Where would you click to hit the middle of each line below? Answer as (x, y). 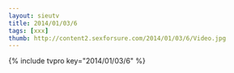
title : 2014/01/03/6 (43, 23)
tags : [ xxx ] (28, 30)
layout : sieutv (34, 16)
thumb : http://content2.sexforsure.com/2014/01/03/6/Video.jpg (117, 38)
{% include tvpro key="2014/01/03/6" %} (77, 61)
